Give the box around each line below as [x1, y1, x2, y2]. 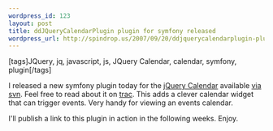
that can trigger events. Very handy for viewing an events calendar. [8, 98, 233, 108]
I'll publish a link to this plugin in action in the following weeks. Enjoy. [8, 114, 239, 124]
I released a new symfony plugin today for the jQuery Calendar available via [8, 81, 262, 91]
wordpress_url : [8, 34, 60, 43]
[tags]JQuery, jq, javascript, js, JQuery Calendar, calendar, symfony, [8, 57, 237, 66]
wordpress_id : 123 [8, 11, 71, 20]
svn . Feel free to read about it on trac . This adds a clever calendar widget [8, 90, 254, 99]
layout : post [8, 19, 53, 27]
